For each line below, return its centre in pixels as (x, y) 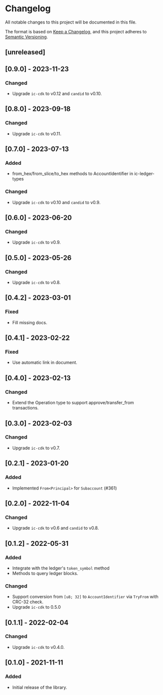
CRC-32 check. (28, 602)
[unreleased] (25, 52)
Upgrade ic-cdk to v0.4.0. (38, 647)
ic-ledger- (145, 174)
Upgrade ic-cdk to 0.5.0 (36, 607)
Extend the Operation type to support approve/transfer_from (73, 403)
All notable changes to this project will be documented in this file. (71, 22)
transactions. (25, 408)
